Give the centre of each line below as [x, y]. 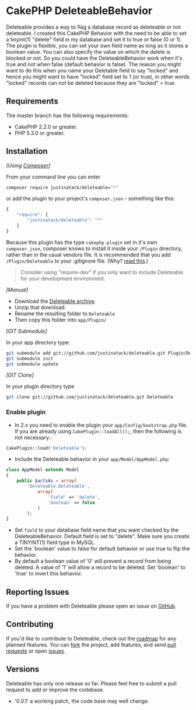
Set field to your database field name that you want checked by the [97, 530]
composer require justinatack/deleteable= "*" [62, 187]
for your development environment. [63, 278]
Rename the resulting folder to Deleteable [65, 313]
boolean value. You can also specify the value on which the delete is [88, 51]
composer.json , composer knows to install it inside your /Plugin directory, [94, 248]
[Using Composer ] [28, 166]
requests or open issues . [36, 651]
